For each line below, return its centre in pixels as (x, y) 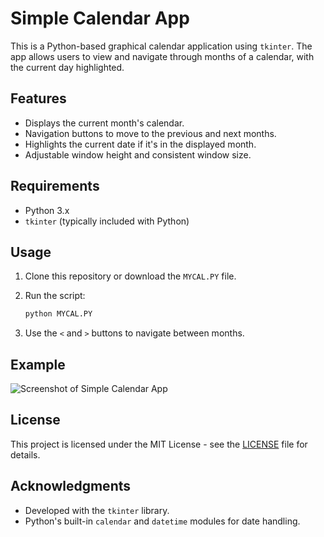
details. (25, 454)
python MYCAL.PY (58, 314)
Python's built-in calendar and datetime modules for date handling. (162, 521)
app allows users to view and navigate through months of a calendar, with (162, 56)
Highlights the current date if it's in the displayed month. (140, 144)
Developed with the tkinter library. (97, 510)
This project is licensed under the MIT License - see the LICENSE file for (159, 444)
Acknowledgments (71, 486)
